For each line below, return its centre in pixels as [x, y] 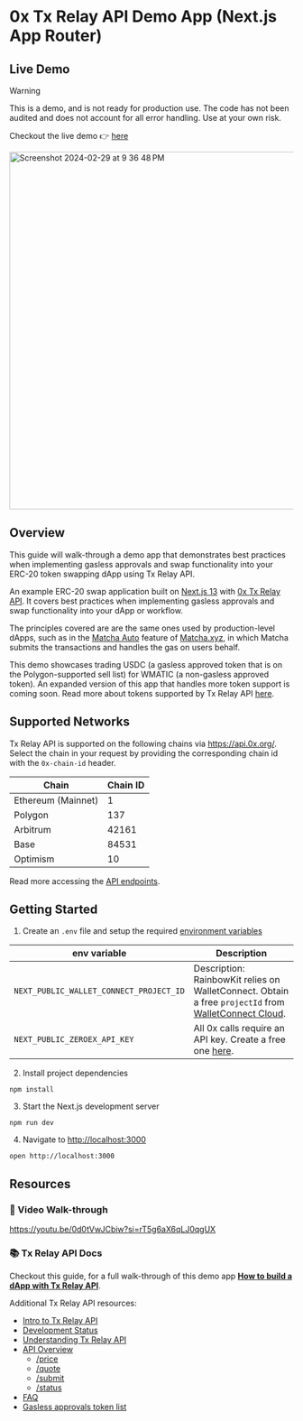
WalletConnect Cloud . [239, 1014]
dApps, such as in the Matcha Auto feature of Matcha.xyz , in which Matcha [149, 637]
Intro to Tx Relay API [60, 1321]
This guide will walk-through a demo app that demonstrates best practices [147, 554]
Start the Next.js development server [91, 1106]
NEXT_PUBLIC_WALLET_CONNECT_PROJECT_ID [99, 991]
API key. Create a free [239, 1039]
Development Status [60, 1330]
